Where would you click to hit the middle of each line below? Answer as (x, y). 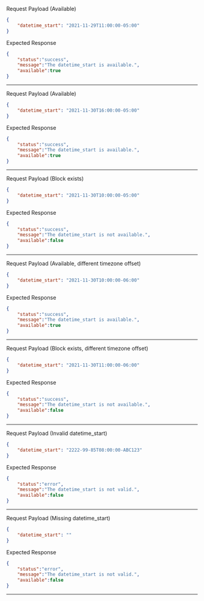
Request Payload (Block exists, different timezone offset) (77, 348)
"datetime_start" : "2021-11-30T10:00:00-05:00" (78, 195)
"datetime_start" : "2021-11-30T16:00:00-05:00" (78, 110)
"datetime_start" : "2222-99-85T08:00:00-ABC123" (80, 450)
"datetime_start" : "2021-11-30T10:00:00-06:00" (78, 280)
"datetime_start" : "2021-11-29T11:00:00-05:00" (78, 25)
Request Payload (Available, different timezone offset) (74, 264)
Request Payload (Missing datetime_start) (58, 518)
